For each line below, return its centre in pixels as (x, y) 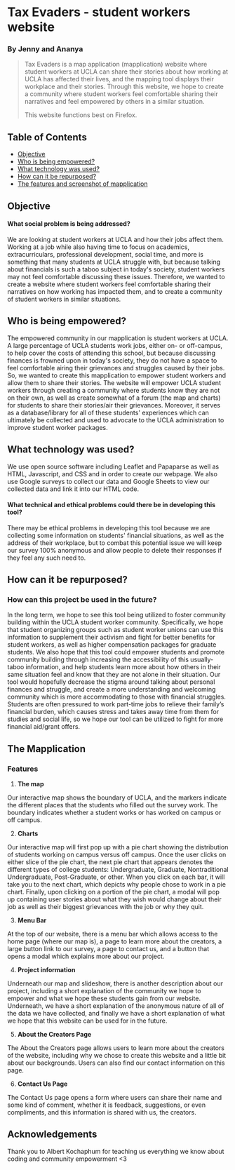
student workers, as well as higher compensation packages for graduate (112, 645)
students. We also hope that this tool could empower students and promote (116, 652)
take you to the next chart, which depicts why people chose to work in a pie (117, 885)
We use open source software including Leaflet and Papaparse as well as (113, 466)
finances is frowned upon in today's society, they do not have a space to (112, 360)
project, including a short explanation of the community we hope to (104, 991)
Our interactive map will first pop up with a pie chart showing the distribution (118, 847)
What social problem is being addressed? (69, 224)
